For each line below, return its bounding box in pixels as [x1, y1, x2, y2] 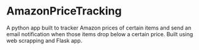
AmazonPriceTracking [6, 4, 122, 18]
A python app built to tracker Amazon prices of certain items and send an [6, 24, 192, 31]
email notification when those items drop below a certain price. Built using [6, 30, 193, 37]
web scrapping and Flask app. [6, 37, 83, 44]
